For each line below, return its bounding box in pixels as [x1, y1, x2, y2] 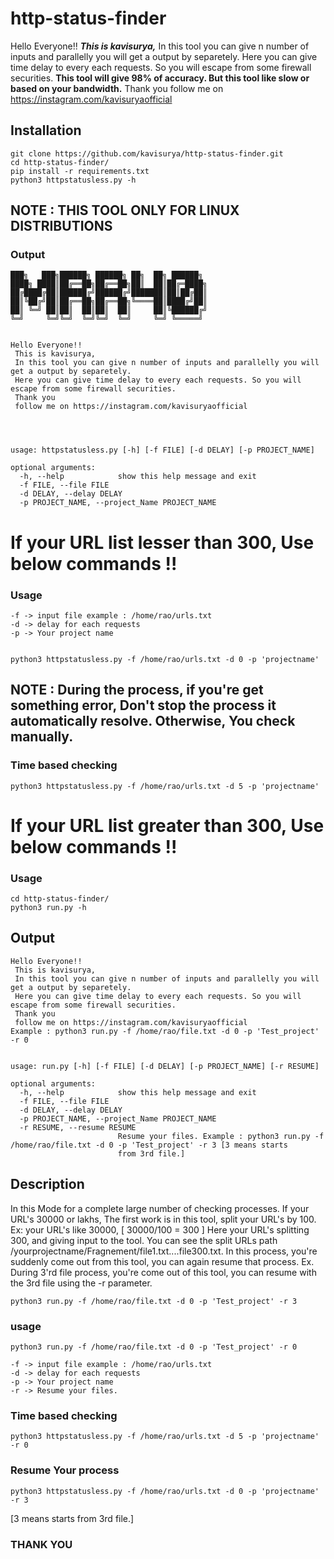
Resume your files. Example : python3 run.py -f [117, 1131, 325, 1141]
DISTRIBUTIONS [10, 218, 113, 235]
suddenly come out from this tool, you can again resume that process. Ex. [10, 1255, 315, 1267]
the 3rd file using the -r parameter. [10, 1277, 153, 1289]
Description [10, 1176, 85, 1193]
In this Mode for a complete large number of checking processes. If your [10, 1202, 310, 1214]
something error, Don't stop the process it [10, 697, 277, 714]
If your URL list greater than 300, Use [10, 814, 325, 837]
